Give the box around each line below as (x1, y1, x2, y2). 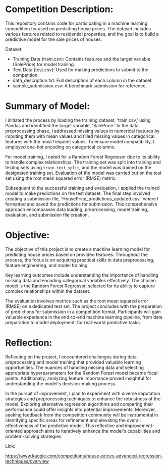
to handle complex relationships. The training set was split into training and (5, 159, 161, 165)
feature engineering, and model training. (5, 262, 89, 268)
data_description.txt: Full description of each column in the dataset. (12, 77, 153, 83)
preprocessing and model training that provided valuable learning (5, 359, 141, 365)
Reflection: (5, 337, 52, 348)
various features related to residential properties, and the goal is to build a (5, 31, 159, 37)
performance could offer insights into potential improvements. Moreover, (5, 406, 156, 412)
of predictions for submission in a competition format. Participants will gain (5, 308, 161, 315)
